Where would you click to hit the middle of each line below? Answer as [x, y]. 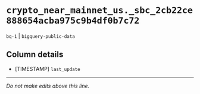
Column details [35, 55]
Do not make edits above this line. [48, 86]
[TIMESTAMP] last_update [47, 69]
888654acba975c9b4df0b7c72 [73, 21]
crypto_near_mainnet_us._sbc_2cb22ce [100, 10]
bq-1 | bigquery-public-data [41, 36]
